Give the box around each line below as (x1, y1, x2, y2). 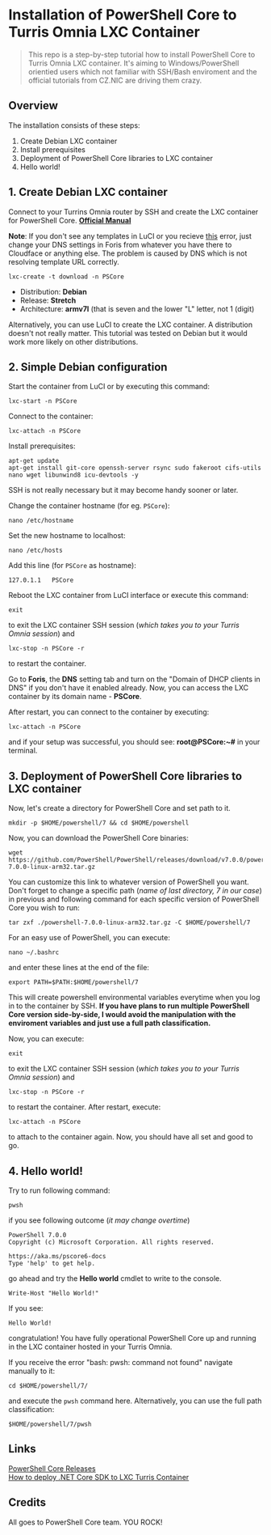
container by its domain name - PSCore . (8, 692, 142, 702)
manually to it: (8, 1366, 55, 1376)
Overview (8, 99, 59, 112)
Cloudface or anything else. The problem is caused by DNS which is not (8, 248, 248, 258)
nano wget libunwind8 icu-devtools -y (8, 471, 139, 479)
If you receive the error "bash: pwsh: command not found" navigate (8, 1358, 233, 1367)
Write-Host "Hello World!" (8, 1289, 99, 1297)
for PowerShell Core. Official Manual (8, 215, 131, 225)
